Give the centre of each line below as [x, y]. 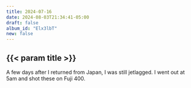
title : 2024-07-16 [29, 12]
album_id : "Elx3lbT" [32, 28]
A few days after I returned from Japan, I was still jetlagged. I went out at [95, 72]
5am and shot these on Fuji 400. [46, 78]
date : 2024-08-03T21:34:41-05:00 [48, 17]
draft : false [22, 23]
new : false [20, 34]
